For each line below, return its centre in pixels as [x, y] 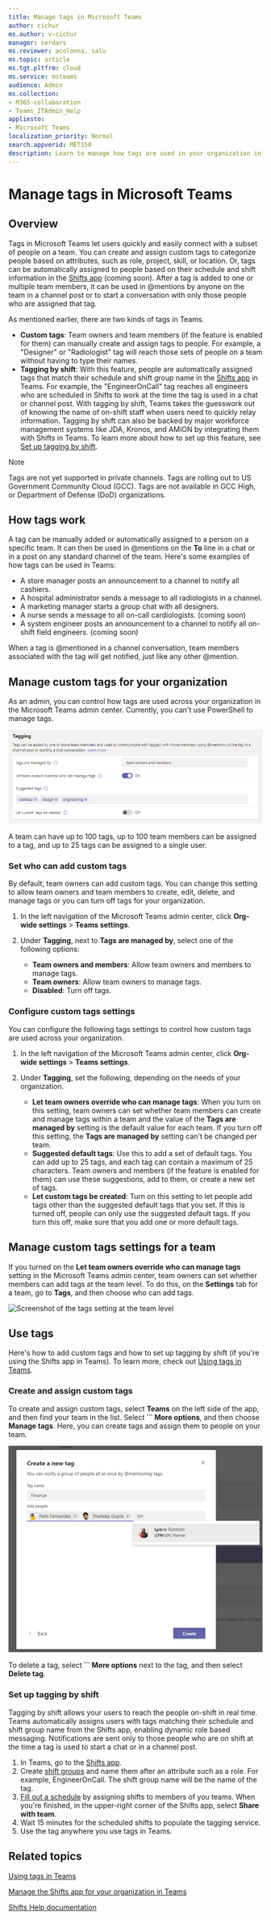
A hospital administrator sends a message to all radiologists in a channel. [141, 598]
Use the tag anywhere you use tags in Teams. [96, 1831]
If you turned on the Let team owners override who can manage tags [125, 1267]
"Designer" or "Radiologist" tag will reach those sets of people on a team [141, 352]
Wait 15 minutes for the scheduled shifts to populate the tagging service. [140, 1822]
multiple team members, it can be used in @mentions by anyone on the [126, 286]
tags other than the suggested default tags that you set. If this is [139, 1205]
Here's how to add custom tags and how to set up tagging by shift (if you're [134, 1353]
